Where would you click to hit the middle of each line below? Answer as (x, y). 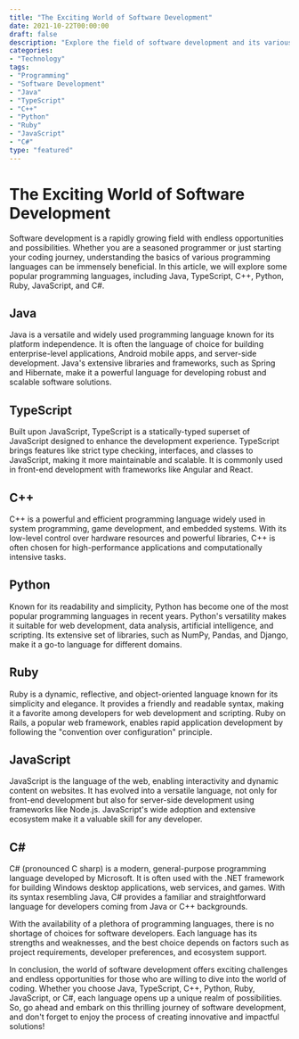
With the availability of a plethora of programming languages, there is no (141, 924)
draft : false (33, 34)
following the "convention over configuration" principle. (111, 731)
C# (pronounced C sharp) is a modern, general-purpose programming (138, 869)
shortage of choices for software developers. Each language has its (133, 934)
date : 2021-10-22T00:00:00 (59, 26)
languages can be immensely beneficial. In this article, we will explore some (148, 266)
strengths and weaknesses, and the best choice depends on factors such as (149, 943)
